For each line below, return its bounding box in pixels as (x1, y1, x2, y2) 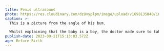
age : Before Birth (5, 38, 42, 44)
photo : (5, 12, 19, 17)
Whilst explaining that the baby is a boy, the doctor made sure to (9, 30, 152, 34)
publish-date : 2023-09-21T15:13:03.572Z (5, 34, 89, 39)
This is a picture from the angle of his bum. (9, 20, 106, 26)
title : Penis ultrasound (5, 7, 56, 12)
